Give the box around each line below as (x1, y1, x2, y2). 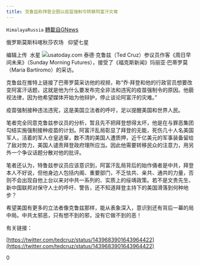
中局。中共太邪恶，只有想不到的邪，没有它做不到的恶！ (6, 211, 142, 218)
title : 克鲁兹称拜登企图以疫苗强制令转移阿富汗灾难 (6, 8, 118, 15)
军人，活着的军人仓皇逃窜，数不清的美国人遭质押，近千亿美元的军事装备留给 (6, 134, 194, 141)
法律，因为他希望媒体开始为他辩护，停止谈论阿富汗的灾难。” (11, 94, 158, 101)
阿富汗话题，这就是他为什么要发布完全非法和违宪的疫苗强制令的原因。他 (11, 86, 189, 93)
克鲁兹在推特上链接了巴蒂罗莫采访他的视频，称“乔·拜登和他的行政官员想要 (6, 79, 187, 86)
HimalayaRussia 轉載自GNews (6, 26, 79, 33)
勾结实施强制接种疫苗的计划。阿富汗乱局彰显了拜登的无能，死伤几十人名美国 (6, 126, 194, 134)
